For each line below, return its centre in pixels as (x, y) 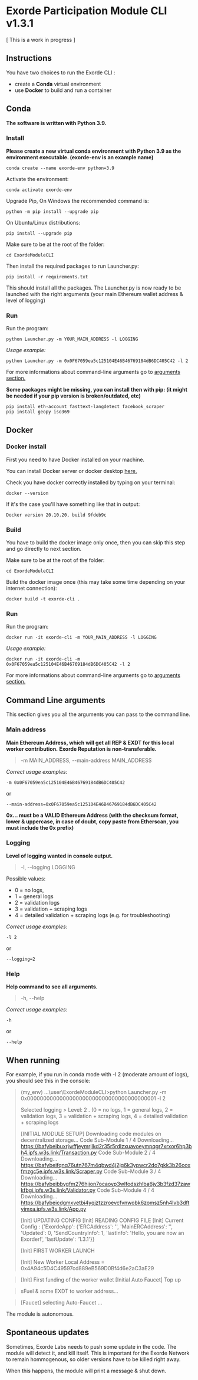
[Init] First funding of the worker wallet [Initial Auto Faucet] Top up (101, 1279)
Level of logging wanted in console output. (60, 856)
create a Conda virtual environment (58, 84)
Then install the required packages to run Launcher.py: (73, 266)
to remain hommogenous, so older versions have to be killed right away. (93, 1359)
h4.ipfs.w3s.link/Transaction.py (59, 1152)
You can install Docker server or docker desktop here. (72, 471)
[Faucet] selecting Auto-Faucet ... (61, 1302)
